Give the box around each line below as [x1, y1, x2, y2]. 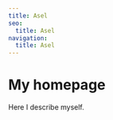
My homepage [8, 76, 106, 94]
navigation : [8, 34, 48, 42]
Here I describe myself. [8, 102, 85, 112]
